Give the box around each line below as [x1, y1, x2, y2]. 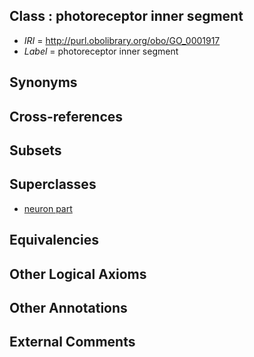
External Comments [9, 334, 136, 351]
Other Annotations [9, 299, 128, 316]
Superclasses [9, 176, 97, 193]
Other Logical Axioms [9, 265, 147, 283]
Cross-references [9, 108, 124, 125]
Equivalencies [9, 232, 99, 249]
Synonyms [9, 74, 78, 91]
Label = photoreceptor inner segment [23, 45, 179, 57]
